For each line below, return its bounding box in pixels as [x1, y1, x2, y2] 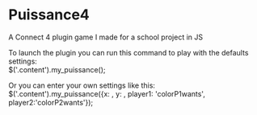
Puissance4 [8, 6, 91, 24]
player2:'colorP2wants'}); [8, 97, 94, 107]
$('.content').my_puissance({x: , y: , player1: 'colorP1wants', [8, 88, 206, 98]
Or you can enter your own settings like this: [8, 80, 156, 90]
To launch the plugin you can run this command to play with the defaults [8, 47, 249, 57]
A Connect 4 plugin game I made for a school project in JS [8, 32, 204, 42]
